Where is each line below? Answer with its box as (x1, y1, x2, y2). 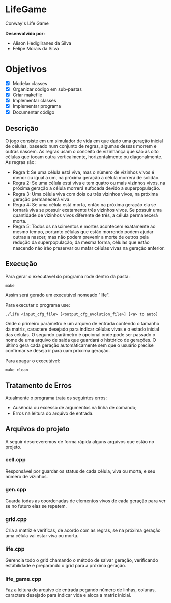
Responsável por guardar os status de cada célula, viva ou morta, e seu (5, 468, 156, 474)
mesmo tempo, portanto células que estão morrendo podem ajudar (12, 229, 154, 235)
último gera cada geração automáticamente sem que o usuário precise (5, 342, 154, 348)
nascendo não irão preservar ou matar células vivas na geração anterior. (12, 245, 165, 251)
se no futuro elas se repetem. (5, 503, 67, 509)
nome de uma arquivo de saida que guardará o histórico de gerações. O (5, 337, 156, 343)
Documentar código (12, 109, 55, 115)
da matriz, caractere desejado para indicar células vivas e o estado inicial (5, 326, 159, 332)
